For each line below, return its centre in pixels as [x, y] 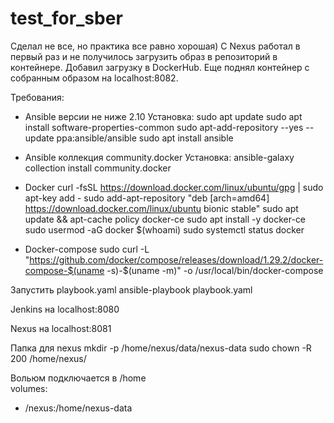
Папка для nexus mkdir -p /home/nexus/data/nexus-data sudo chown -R [161, 348]
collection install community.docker [98, 168]
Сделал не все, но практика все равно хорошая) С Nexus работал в [155, 46]
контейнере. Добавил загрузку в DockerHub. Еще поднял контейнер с [160, 67]
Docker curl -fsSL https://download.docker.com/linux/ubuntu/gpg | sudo [174, 187]
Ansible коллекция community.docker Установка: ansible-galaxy [159, 157]
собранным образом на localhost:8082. [94, 78]
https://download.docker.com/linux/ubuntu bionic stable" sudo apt [161, 208]
